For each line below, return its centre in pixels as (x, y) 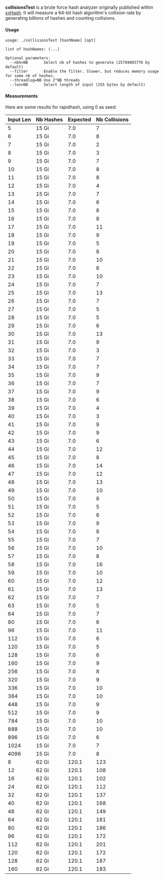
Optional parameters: (28, 58)
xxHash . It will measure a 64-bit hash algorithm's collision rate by (73, 13)
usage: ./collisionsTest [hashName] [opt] (50, 41)
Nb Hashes (49, 120)
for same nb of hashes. (30, 76)
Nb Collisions (112, 120)
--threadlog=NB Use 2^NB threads (45, 81)
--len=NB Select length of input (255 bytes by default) (77, 85)
